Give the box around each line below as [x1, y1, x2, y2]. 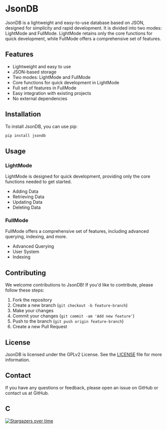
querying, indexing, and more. [5, 234, 68, 240]
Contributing [5, 268, 46, 277]
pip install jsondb [5, 133, 46, 138]
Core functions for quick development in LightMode [12, 79, 119, 85]
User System [12, 249, 40, 255]
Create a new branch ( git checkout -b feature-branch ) [12, 302, 128, 309]
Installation [5, 110, 41, 118]
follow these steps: [5, 287, 44, 294]
